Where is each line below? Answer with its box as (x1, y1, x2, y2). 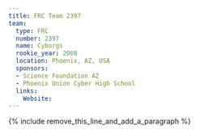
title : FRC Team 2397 (8, 11, 82, 20)
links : (15, 86, 38, 95)
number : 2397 (15, 34, 60, 43)
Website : (23, 94, 53, 103)
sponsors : (15, 65, 49, 73)
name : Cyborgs (15, 42, 63, 50)
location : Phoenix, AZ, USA (15, 57, 111, 65)
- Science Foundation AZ (15, 72, 99, 80)
